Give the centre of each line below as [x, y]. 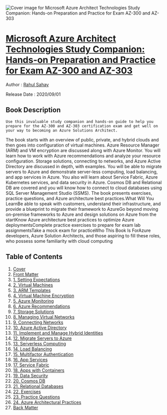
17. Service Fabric [31, 365]
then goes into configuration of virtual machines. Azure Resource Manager [82, 145]
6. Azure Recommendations [41, 306]
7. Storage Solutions [33, 312]
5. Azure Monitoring [33, 301]
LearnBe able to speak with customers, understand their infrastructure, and [83, 204]
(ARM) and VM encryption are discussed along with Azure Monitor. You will [83, 150]
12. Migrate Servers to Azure [42, 338]
